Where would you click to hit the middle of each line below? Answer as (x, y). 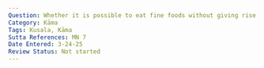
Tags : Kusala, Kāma (40, 30)
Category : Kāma (33, 23)
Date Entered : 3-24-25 (45, 45)
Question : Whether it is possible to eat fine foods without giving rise (132, 15)
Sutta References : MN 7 (47, 37)
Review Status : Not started (55, 52)
